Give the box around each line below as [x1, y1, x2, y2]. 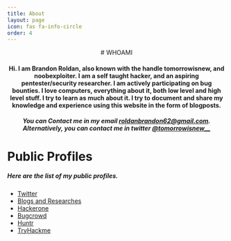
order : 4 [7, 29, 33, 37]
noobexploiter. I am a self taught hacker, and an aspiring [34, 71, 199, 80]
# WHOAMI [100, 48, 133, 57]
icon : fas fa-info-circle [7, 23, 82, 30]
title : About [7, 10, 45, 17]
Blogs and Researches [17, 197, 82, 205]
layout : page [7, 17, 45, 24]
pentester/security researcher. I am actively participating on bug [21, 79, 212, 87]
